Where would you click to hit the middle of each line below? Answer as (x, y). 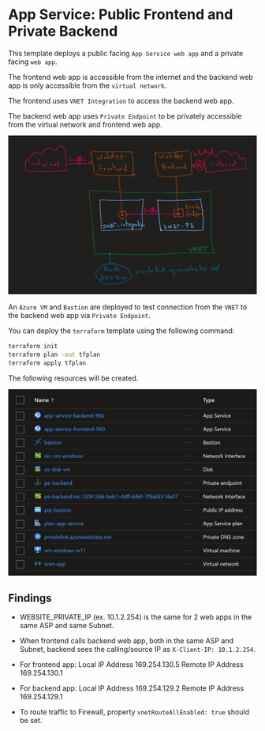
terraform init (33, 347)
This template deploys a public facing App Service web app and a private (126, 53)
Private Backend (63, 31)
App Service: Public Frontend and (121, 15)
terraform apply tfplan (47, 363)
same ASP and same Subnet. (67, 626)
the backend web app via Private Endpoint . (80, 316)
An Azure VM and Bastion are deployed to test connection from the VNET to (128, 307)
